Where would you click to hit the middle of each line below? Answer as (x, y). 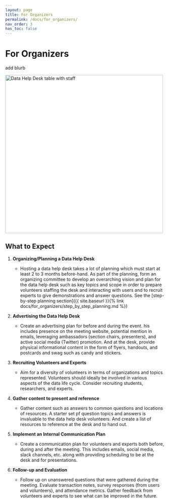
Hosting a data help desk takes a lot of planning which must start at (90, 268)
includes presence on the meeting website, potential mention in (86, 331)
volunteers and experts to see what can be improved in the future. (89, 496)
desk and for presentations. (49, 460)
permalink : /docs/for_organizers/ (42, 19)
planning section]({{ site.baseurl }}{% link (81, 301)
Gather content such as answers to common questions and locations (91, 408)
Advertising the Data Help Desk (46, 316)
